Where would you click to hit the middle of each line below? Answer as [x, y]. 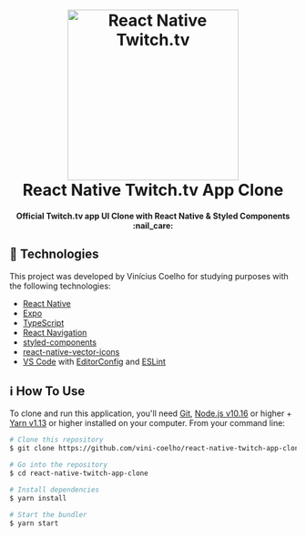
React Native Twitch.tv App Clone [153, 190]
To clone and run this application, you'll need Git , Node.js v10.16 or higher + [151, 413]
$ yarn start [34, 523]
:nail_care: [153, 225]
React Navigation [55, 332]
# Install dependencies [55, 490]
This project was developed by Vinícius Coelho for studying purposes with [149, 276]
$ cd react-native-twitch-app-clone [79, 473]
